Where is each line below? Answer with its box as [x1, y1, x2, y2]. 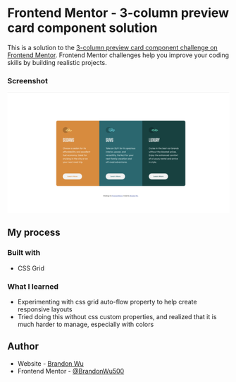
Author [7, 340, 39, 352]
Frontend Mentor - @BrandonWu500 [17, 366, 125, 375]
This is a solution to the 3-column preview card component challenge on [7, 43, 218, 52]
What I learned [7, 281, 58, 291]
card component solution [7, 20, 158, 36]
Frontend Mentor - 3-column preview [7, 5, 230, 21]
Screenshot [7, 76, 48, 85]
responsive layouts [17, 305, 73, 314]
